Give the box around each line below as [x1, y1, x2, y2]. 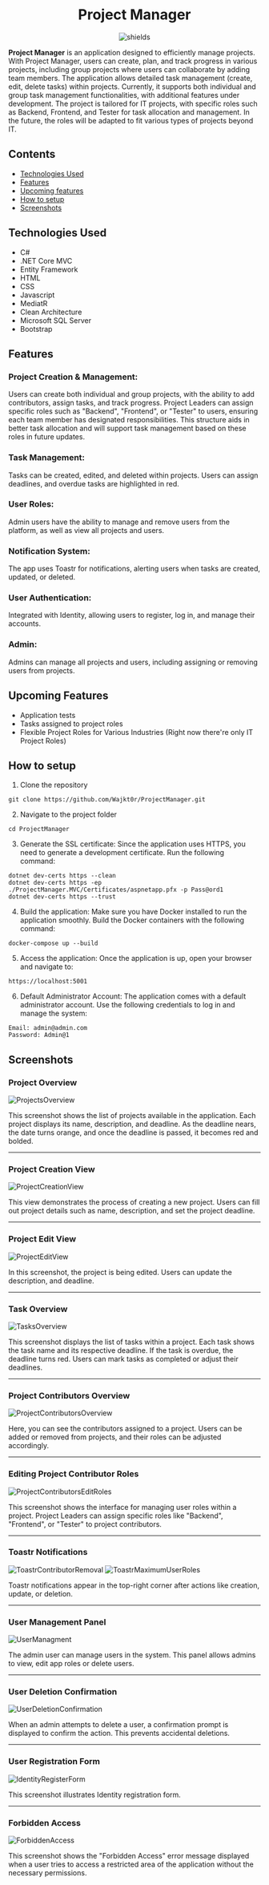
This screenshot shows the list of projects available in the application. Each [8, 1111, 256, 1120]
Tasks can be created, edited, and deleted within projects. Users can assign [8, 470, 259, 480]
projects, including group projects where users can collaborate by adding [8, 64, 251, 74]
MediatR [19, 298, 48, 308]
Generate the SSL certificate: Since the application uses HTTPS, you [19, 839, 246, 849]
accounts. [8, 619, 42, 628]
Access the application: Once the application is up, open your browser [19, 954, 252, 963]
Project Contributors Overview [8, 1390, 130, 1401]
